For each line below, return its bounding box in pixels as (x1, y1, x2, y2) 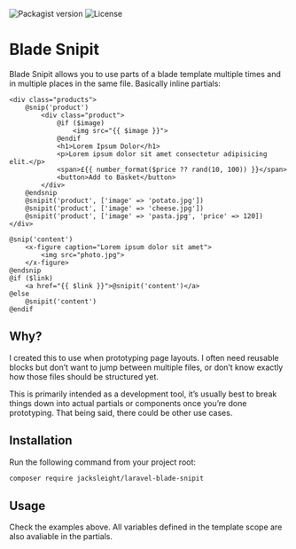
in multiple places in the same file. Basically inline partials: (9, 78, 222, 89)
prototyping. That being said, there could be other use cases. (9, 407, 233, 418)
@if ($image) (56, 118, 105, 128)
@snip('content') (9, 235, 74, 244)
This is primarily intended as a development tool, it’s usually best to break (9, 388, 277, 399)
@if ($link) (9, 273, 53, 283)
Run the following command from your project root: (9, 457, 197, 467)
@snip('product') (25, 103, 90, 112)
